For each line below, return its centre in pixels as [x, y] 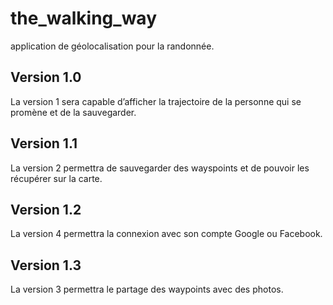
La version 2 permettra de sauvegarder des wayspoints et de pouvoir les [160, 168]
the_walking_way [83, 18]
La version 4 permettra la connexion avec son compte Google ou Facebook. [166, 234]
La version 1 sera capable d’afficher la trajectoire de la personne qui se [156, 101]
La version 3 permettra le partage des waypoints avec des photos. [147, 289]
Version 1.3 [46, 265]
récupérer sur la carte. [56, 178]
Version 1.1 [44, 143]
